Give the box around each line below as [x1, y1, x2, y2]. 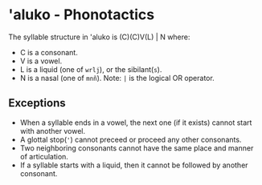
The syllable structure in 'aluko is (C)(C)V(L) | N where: [8, 32, 190, 42]
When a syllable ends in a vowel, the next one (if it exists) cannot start [19, 118, 252, 127]
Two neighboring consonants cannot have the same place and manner [19, 143, 254, 153]
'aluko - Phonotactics [8, 6, 155, 24]
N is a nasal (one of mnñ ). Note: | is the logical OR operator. [19, 73, 215, 82]
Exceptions [8, 96, 66, 110]
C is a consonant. [19, 47, 78, 57]
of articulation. [19, 151, 68, 161]
